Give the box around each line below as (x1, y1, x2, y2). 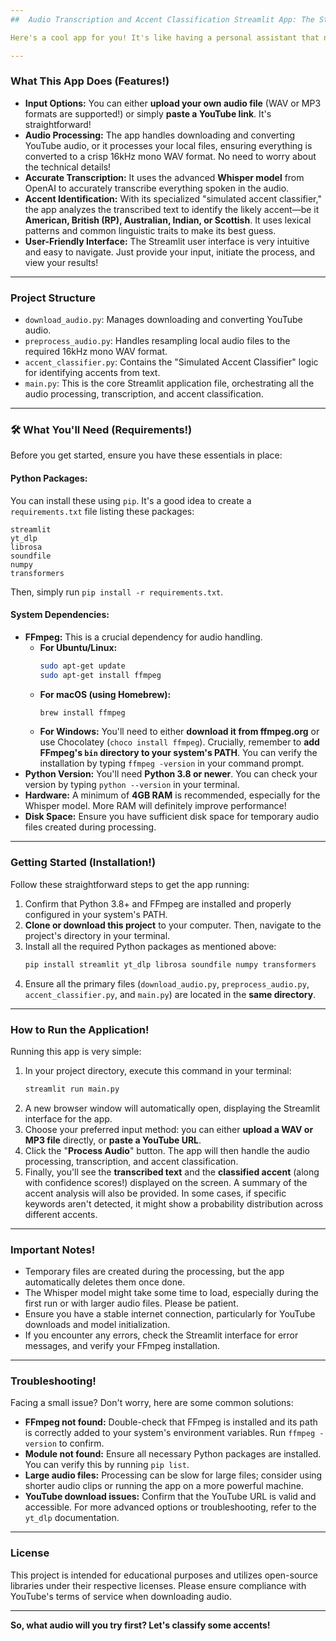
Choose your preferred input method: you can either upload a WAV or (24, 1123, 314, 1135)
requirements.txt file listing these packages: (10, 505, 195, 517)
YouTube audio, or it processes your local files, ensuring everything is (24, 139, 313, 151)
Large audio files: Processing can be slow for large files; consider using (24, 1469, 323, 1481)
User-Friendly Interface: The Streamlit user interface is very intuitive (24, 235, 310, 247)
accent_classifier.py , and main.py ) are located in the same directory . (24, 988, 317, 1000)
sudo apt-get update (39, 661, 126, 671)
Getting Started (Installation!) (10, 856, 157, 870)
